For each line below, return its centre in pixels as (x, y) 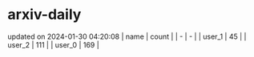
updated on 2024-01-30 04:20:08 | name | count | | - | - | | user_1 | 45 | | (127, 36)
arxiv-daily (44, 15)
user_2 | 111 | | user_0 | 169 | (53, 44)
